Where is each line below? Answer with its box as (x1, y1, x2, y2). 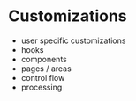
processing (20, 82, 63, 92)
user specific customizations (20, 35, 126, 46)
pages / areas (20, 63, 72, 74)
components (20, 54, 67, 64)
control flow (20, 72, 65, 83)
